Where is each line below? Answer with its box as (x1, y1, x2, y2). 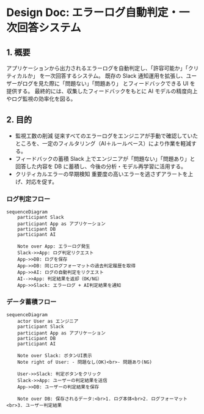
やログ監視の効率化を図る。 (6, 95, 76, 102)
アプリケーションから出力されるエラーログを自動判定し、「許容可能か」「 (6, 65, 188, 72)
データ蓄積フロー (6, 298, 57, 306)
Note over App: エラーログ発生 (17, 243, 90, 250)
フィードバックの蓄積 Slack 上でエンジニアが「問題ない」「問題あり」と (15, 155, 195, 162)
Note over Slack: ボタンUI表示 (17, 353, 93, 359)
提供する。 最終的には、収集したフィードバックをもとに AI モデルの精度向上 (6, 87, 198, 95)
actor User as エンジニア (17, 319, 79, 325)
